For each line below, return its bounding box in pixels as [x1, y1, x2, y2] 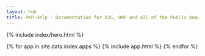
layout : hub [6, 8, 37, 15]
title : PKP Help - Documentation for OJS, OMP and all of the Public [6, 14, 187, 20]
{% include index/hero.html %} [6, 31, 84, 38]
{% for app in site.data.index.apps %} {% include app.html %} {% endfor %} [6, 43, 198, 50]
